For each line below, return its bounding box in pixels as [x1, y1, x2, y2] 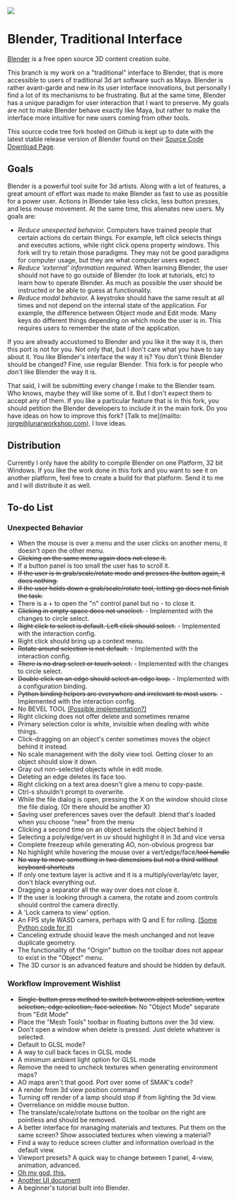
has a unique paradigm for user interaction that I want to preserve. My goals [7, 98, 229, 106]
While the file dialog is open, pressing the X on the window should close [17, 795, 228, 804]
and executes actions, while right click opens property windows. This [17, 241, 220, 249]
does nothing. [17, 577, 59, 585]
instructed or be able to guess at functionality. [17, 286, 152, 294]
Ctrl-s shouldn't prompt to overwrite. [17, 788, 125, 796]
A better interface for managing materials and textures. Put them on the [17, 1123, 226, 1132]
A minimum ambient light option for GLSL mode [17, 1055, 156, 1063]
